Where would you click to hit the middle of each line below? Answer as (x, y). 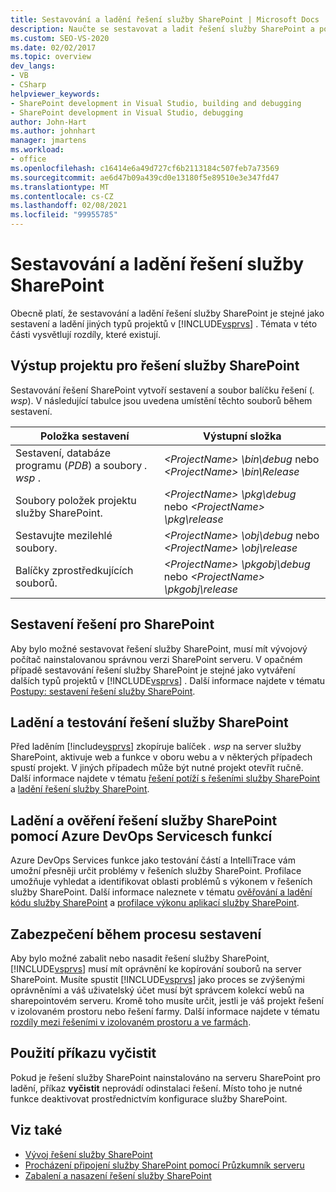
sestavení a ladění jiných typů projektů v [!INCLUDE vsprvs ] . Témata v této (164, 323)
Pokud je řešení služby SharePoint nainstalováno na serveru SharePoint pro (165, 1077)
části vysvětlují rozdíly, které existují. (85, 334)
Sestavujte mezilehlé (64, 535)
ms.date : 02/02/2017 (53, 47)
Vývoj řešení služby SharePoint (88, 1154)
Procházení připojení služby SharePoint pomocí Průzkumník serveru (164, 1165)
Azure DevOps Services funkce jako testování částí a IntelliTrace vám (153, 860)
